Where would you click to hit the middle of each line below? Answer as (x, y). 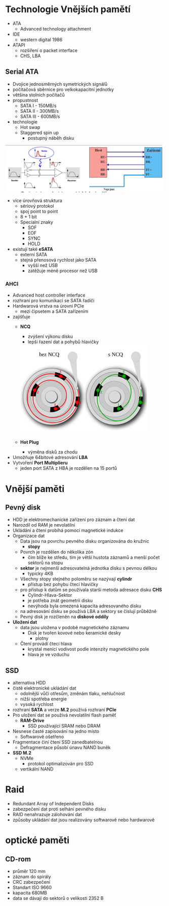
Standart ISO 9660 (32, 888)
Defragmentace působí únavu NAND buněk (65, 748)
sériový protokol (37, 206)
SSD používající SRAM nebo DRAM (64, 726)
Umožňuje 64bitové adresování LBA (50, 458)
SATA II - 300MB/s (39, 111)
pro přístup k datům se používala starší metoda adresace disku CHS (91, 590)
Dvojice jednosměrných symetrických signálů (60, 84)
